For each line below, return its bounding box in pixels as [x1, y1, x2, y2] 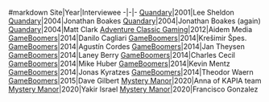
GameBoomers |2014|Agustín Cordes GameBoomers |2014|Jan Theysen [8, 42, 246, 51]
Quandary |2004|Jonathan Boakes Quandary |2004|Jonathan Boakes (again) [8, 16, 261, 26]
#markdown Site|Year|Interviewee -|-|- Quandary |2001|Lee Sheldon [8, 8, 235, 17]
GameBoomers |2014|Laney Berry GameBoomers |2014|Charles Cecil [8, 51, 236, 59]
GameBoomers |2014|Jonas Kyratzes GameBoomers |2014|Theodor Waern [8, 67, 254, 76]
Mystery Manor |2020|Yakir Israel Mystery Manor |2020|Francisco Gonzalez [8, 84, 259, 94]
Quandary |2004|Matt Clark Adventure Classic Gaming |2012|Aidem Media [8, 25, 253, 34]
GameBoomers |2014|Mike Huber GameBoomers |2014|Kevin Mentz [8, 59, 231, 68]
